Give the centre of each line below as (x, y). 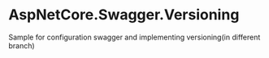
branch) (22, 45)
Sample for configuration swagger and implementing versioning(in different (134, 37)
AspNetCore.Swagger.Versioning (124, 15)
